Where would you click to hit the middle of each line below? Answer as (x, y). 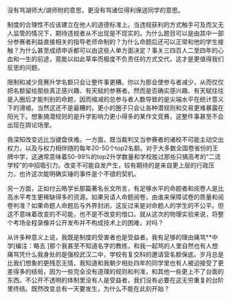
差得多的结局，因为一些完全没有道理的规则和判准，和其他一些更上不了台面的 (115, 272)
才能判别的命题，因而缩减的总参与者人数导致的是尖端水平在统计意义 (127, 99)
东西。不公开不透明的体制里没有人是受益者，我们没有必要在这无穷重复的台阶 (115, 280)
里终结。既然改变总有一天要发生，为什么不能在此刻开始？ (88, 289)
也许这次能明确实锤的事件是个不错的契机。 (79, 174)
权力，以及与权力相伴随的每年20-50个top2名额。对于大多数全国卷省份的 (110, 148)
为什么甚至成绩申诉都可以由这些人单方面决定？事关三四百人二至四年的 (118, 50)
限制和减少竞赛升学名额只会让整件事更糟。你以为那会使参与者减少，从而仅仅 (115, 82)
